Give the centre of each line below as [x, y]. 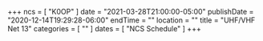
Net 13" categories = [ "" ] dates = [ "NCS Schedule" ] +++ [104, 29]
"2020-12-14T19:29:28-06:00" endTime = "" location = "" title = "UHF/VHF [131, 20]
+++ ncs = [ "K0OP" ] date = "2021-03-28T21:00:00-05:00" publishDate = [131, 12]
